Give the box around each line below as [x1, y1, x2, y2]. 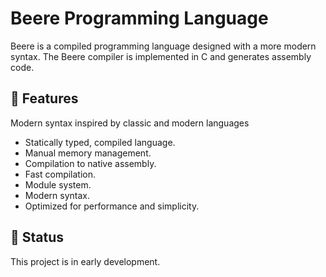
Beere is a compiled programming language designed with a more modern [10, 40, 317, 52]
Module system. [24, 178, 92, 191]
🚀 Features [10, 90, 79, 107]
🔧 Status [10, 229, 65, 246]
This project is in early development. [10, 255, 161, 267]
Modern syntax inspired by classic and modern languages [10, 117, 250, 129]
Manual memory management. [24, 147, 152, 159]
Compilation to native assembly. [24, 157, 157, 169]
